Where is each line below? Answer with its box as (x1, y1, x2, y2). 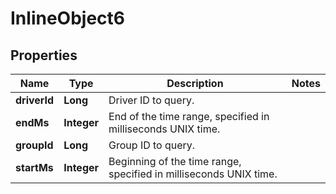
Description (166, 77, 224, 90)
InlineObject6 (10, 7, 125, 30)
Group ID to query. (108, 138, 196, 152)
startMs (15, 161, 54, 174)
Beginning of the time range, (108, 155, 242, 168)
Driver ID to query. (108, 93, 195, 107)
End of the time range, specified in (108, 110, 270, 123)
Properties (10, 47, 78, 64)
